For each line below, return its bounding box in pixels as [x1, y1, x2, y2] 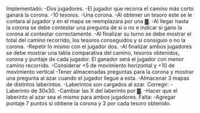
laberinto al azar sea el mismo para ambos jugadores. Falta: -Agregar [6, 93, 176, 101]
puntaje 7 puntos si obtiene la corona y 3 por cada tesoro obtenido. [6, 100, 171, 106]
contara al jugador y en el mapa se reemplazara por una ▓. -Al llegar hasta [6, 18, 189, 24]
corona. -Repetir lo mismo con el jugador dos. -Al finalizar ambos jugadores [6, 43, 192, 50]
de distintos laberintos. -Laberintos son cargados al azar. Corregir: [6, 81, 170, 88]
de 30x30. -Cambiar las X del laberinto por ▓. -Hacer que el [30, 87, 177, 94]
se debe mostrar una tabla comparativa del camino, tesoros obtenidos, [6, 49, 180, 56]
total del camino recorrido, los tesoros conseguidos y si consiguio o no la [6, 37, 186, 43]
